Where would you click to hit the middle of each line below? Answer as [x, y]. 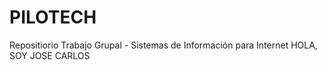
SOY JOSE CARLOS [50, 55]
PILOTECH [53, 17]
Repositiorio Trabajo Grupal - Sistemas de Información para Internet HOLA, [163, 45]
